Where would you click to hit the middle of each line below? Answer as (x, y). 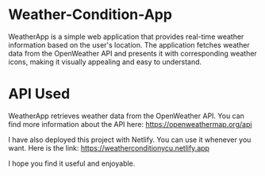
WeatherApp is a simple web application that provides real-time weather (126, 36)
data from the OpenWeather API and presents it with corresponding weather (133, 53)
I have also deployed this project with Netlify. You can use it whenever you (130, 140)
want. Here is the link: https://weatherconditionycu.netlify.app (109, 147)
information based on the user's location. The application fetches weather (129, 44)
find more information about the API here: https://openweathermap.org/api (130, 124)
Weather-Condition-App (90, 15)
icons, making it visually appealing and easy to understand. (105, 62)
